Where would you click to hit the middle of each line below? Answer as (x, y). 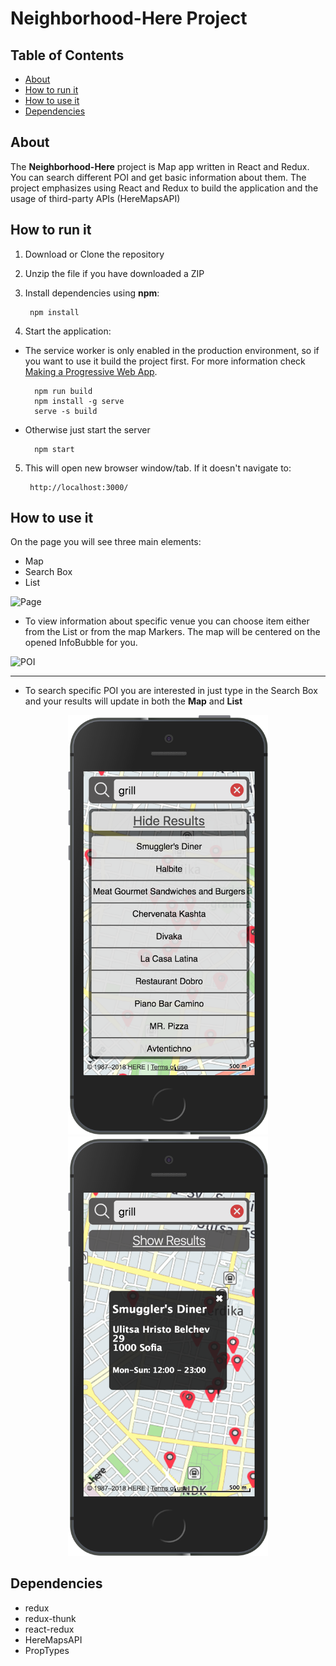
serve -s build (66, 411)
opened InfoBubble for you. (81, 643)
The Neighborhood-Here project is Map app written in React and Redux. (160, 166)
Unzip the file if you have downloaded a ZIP (114, 273)
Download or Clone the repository (94, 254)
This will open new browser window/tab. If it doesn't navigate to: (158, 468)
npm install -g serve (79, 401)
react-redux (49, 1629)
